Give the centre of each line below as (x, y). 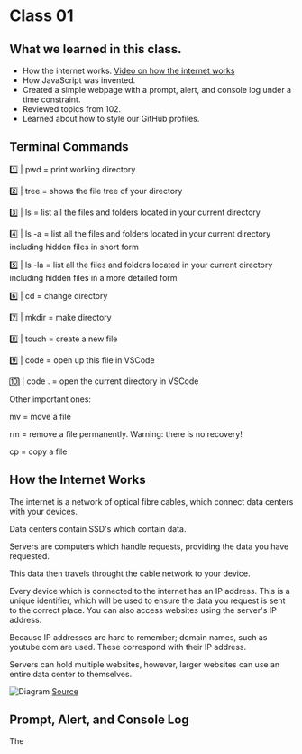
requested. (29, 555)
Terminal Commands (69, 147)
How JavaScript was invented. (79, 80)
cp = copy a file (38, 451)
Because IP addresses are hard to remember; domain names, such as (138, 637)
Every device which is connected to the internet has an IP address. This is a (150, 591)
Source (65, 691)
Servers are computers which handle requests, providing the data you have (149, 546)
